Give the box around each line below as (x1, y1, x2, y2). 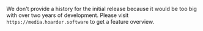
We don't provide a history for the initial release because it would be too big (6, 5, 197, 12)
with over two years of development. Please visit (6, 12, 129, 19)
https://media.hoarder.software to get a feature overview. (6, 18, 155, 25)
